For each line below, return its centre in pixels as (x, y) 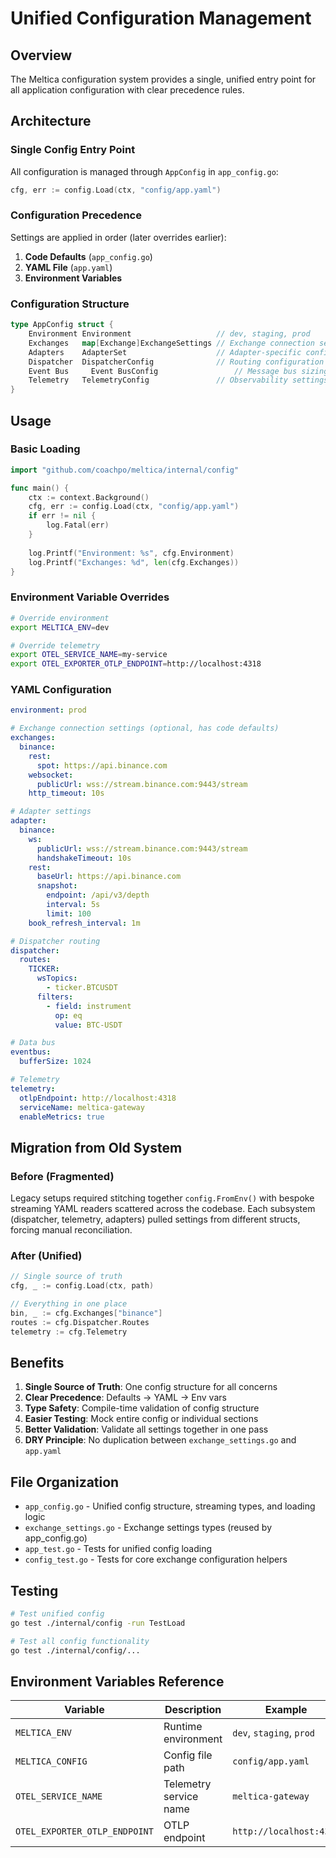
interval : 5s (73, 905)
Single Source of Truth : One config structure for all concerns (151, 1387)
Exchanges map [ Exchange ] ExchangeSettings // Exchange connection (171, 343)
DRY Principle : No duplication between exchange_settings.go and (160, 1440)
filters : (55, 997)
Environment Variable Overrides (90, 597)
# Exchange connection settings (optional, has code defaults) (145, 728)
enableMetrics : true (62, 1117)
